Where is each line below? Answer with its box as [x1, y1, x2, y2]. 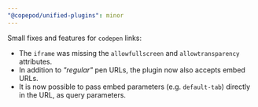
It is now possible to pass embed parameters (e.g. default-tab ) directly [18, 82, 251, 91]
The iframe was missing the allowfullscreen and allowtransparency [18, 48, 241, 57]
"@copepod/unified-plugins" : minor [7, 11, 124, 20]
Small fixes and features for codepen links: [7, 33, 142, 42]
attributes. [18, 57, 53, 66]
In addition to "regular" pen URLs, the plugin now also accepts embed [18, 65, 245, 75]
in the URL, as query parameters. [18, 90, 127, 99]
